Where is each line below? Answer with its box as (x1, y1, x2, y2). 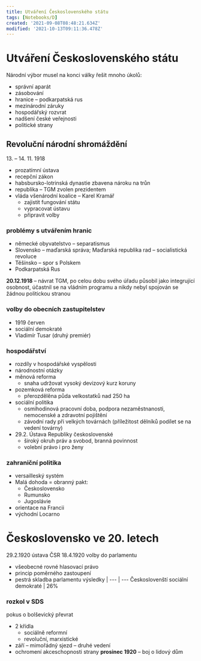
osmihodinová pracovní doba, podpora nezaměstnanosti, (23, 405, 165, 412)
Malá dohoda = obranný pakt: (14, 479, 88, 486)
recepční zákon (14, 173, 53, 180)
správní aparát (14, 83, 51, 90)
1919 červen (14, 318, 45, 326)
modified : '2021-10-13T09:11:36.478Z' (6, 25, 103, 32)
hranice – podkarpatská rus (14, 96, 83, 103)
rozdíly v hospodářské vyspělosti (14, 360, 97, 367)
